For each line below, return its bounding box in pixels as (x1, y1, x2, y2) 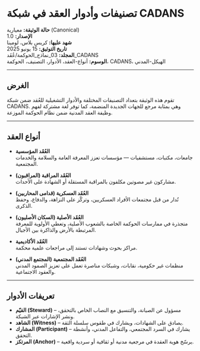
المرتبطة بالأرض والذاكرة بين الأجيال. (15, 226, 97, 233)
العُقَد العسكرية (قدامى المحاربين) (15, 189, 89, 197)
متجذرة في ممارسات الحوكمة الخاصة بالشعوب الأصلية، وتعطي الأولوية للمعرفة (15, 220, 188, 227)
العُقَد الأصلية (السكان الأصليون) (15, 213, 84, 220)
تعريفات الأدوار (7, 290, 55, 301)
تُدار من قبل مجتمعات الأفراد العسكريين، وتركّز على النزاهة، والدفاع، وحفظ (15, 195, 179, 203)
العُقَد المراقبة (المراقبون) (15, 172, 71, 179)
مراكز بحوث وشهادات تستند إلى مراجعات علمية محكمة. (15, 244, 138, 251)
